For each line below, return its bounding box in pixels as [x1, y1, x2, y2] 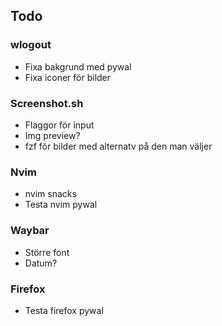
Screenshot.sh [10, 96, 84, 110]
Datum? [24, 257, 58, 269]
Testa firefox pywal [24, 304, 104, 316]
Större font [24, 246, 70, 258]
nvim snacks [24, 188, 77, 200]
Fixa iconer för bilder [24, 71, 112, 83]
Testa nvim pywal [24, 199, 98, 211]
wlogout [10, 38, 52, 52]
